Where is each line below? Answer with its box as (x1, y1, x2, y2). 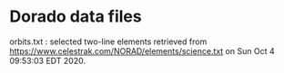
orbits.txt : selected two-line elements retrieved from (9, 36, 208, 47)
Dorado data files (9, 6, 143, 27)
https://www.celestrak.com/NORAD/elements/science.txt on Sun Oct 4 (9, 45, 275, 56)
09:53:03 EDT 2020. (9, 55, 86, 66)
